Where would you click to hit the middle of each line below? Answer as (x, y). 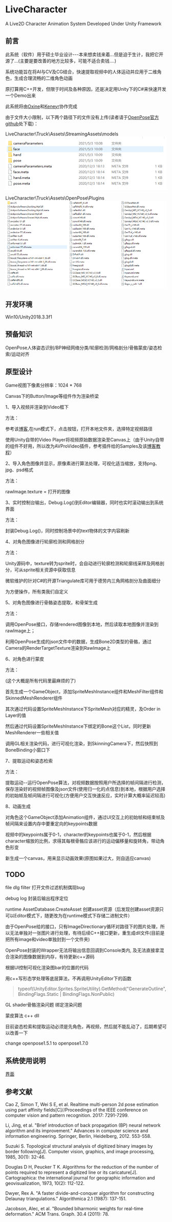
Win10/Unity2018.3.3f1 (29, 317)
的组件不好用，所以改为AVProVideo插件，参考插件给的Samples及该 (76, 446)
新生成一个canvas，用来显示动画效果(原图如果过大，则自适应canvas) (78, 858)
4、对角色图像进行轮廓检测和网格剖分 (45, 542)
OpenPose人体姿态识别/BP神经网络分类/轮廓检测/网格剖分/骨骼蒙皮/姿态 (81, 348)
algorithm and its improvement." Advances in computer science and (77, 1131)
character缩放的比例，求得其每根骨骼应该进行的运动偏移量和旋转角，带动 (83, 841)
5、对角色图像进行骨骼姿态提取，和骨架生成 (52, 602)
